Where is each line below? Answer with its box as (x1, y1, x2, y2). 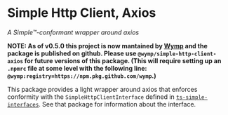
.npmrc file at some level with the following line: (7, 64, 147, 72)
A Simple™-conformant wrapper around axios (7, 28, 139, 36)
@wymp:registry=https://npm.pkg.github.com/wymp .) (7, 72, 156, 80)
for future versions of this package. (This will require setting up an (24, 56, 222, 65)
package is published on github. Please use (7, 49, 137, 57)
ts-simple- (176, 93, 208, 101)
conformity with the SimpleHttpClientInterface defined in (7, 93, 175, 101)
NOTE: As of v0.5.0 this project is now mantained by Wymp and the (7, 41, 208, 50)
